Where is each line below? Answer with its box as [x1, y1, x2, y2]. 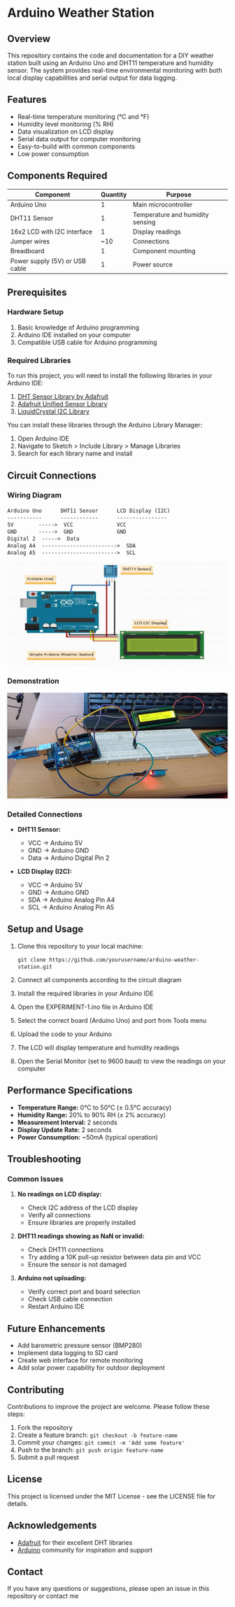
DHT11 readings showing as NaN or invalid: [17, 1232, 145, 1240]
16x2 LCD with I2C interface [10, 227, 93, 236]
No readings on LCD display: [17, 1190, 102, 1198]
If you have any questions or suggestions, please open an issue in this [7, 1585, 210, 1593]
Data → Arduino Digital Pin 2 [27, 854, 110, 862]
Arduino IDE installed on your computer [17, 330, 131, 339]
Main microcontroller [132, 201, 193, 209]
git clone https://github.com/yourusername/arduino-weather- [17, 956, 200, 963]
